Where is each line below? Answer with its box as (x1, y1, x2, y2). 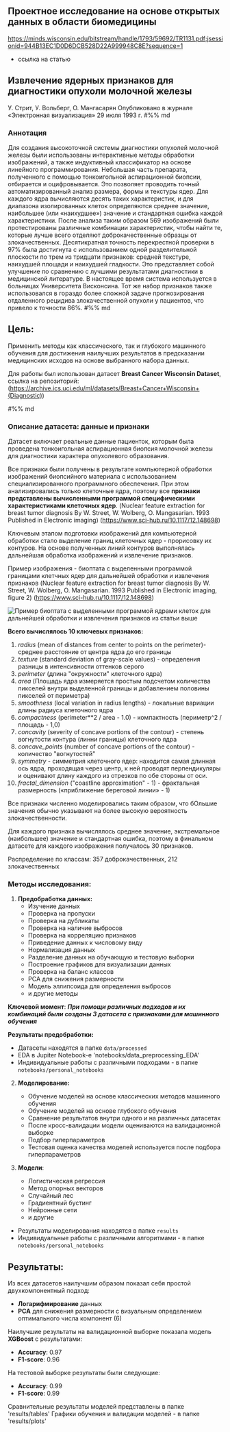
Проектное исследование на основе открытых (8, 5, 220, 17)
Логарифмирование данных (17, 1300, 102, 1308)
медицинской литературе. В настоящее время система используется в (8, 274, 218, 283)
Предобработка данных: (17, 895, 93, 903)
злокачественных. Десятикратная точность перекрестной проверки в (8, 238, 214, 246)
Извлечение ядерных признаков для (8, 75, 174, 86)
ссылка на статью (17, 55, 71, 63)
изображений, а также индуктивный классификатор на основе (8, 158, 192, 166)
